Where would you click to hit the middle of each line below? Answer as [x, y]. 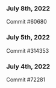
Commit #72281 [26, 80]
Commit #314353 [28, 50]
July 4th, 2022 [28, 66]
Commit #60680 [26, 22]
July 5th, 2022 [28, 38]
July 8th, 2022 [28, 8]
